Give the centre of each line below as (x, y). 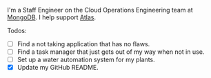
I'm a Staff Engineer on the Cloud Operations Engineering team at (100, 10)
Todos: (17, 31)
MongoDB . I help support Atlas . (52, 17)
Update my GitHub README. (58, 68)
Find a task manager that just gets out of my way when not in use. (111, 52)
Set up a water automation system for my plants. (86, 60)
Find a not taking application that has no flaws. (83, 44)
